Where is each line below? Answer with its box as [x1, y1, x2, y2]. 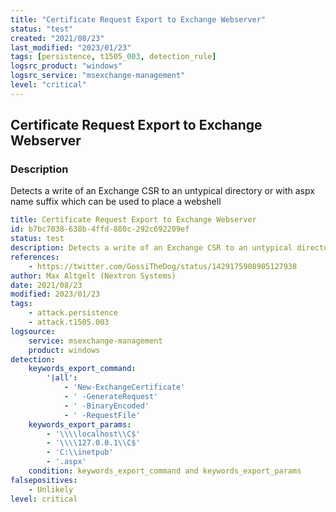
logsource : [10, 326, 56, 336]
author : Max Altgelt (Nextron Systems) [10, 271, 177, 281]
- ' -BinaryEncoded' [63, 401, 150, 411]
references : [10, 252, 60, 262]
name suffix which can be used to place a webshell [10, 196, 222, 208]
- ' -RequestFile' [63, 410, 141, 420]
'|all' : [46, 373, 78, 383]
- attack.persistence [28, 308, 118, 318]
